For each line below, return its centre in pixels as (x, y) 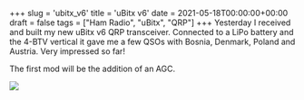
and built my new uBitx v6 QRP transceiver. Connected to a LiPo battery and (152, 32)
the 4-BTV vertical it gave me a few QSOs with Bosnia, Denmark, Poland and (152, 41)
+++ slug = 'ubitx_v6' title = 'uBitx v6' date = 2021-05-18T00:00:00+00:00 (149, 13)
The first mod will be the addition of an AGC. (92, 68)
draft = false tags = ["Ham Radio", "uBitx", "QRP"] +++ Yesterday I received (150, 23)
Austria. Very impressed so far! (67, 51)
